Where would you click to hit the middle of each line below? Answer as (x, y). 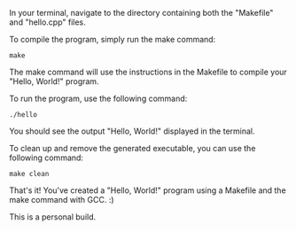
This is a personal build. (53, 217)
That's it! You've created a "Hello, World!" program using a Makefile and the (148, 190)
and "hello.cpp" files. (47, 22)
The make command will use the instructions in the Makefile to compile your (148, 72)
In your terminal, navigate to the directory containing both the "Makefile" (141, 13)
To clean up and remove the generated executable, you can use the (132, 148)
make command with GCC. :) (62, 200)
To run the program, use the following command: (98, 98)
